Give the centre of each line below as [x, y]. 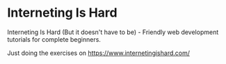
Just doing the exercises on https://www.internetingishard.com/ [98, 53]
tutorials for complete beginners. [54, 39]
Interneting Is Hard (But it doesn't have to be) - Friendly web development [113, 32]
